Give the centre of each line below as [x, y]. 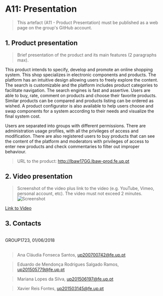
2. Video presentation [39, 177]
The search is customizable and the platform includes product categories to [81, 85]
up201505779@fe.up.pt [41, 270]
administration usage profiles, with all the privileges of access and [72, 131]
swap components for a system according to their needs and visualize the [80, 111]
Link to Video [18, 208]
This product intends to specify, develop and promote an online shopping [79, 69]
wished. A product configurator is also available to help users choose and [79, 106]
